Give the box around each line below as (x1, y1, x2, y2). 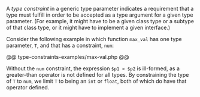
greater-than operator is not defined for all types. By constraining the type (6, 71, 189, 78)
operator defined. (6, 84, 50, 91)
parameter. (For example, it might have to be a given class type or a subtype (6, 18, 195, 24)
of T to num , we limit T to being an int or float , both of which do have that (6, 77, 187, 85)
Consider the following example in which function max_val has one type (6, 36, 182, 42)
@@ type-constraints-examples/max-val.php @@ (6, 54, 130, 60)
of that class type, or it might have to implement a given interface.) (6, 24, 171, 31)
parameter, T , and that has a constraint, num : (6, 42, 114, 49)
